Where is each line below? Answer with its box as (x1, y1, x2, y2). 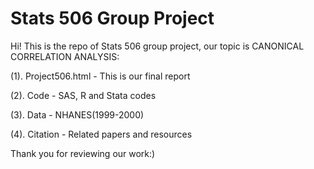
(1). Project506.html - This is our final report (10, 70, 191, 82)
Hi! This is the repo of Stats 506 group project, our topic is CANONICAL (10, 40, 305, 52)
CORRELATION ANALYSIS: (10, 50, 120, 62)
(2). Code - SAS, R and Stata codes (10, 89, 157, 101)
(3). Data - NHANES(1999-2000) (10, 108, 145, 121)
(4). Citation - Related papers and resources (10, 128, 193, 140)
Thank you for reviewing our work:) (10, 147, 156, 159)
